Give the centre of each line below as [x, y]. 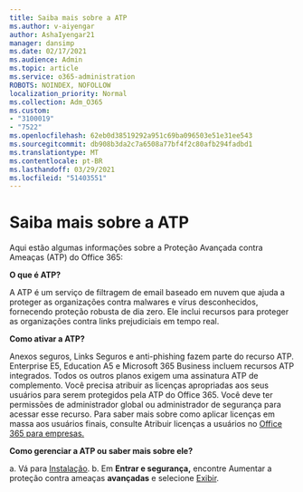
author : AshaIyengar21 [52, 34]
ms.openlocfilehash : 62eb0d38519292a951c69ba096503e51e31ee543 [131, 136]
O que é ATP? [35, 275]
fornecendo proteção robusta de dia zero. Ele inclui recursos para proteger [149, 312]
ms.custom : [30, 111]
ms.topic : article [44, 69]
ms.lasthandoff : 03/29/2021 [62, 169]
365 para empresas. [47, 434]
